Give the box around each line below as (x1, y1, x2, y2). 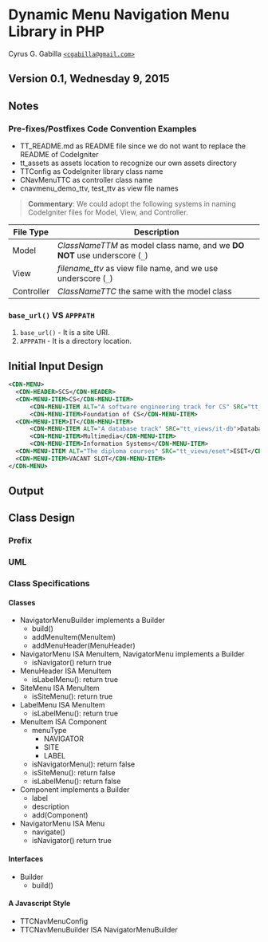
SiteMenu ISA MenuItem (19, 684, 100, 693)
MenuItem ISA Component (19, 717, 108, 727)
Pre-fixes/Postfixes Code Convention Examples (8, 123, 197, 134)
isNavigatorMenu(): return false (31, 759, 136, 769)
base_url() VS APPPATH (8, 309, 96, 321)
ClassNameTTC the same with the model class (57, 286, 233, 297)
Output (8, 484, 44, 498)
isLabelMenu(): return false (31, 776, 121, 786)
